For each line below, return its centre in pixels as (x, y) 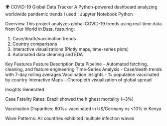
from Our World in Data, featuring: (40, 29)
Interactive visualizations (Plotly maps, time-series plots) (71, 49)
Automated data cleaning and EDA (48, 54)
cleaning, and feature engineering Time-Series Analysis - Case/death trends (83, 69)
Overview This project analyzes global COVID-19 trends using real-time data (83, 24)
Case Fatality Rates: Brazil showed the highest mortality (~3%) (69, 99)
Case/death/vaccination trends (44, 38)
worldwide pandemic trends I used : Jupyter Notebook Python (69, 14)
